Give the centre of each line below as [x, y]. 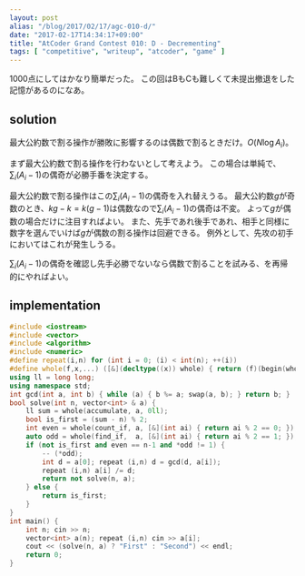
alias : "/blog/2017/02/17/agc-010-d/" [83, 26]
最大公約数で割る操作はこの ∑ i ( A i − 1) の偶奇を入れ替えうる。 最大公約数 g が [148, 197]
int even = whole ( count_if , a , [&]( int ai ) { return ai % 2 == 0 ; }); [162, 429]
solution [33, 119]
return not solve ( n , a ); [89, 479]
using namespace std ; [50, 386]
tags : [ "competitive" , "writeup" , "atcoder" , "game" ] [117, 52]
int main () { [34, 521]
